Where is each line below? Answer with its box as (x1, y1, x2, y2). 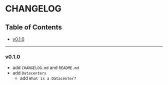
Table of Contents (5, 23, 62, 31)
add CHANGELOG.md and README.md (12, 64, 79, 70)
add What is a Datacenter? (19, 75, 76, 81)
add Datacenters (12, 70, 46, 76)
